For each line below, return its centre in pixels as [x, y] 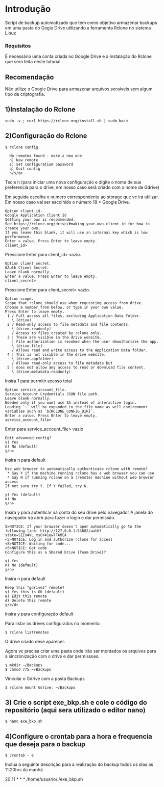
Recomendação [30, 77]
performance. [18, 236]
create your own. [23, 228]
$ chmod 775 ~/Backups [28, 669]
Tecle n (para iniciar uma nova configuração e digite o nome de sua [73, 182]
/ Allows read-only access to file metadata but [62, 363]
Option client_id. [24, 211]
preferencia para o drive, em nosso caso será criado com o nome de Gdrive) [82, 187]
